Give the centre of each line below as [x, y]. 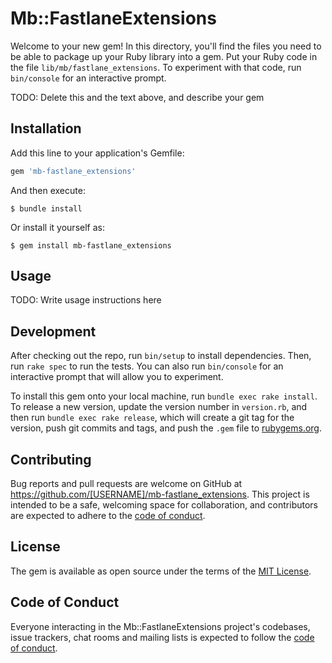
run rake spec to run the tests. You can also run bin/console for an [147, 366]
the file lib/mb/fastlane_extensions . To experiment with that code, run [156, 67]
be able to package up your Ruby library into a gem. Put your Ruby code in [164, 56]
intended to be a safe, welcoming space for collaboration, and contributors [164, 505]
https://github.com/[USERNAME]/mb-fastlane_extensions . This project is [160, 494]
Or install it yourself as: [57, 227]
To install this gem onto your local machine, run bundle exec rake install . [164, 396]
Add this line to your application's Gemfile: [97, 153]
